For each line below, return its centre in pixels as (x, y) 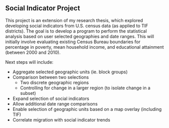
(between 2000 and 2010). (33, 52)
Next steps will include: (30, 62)
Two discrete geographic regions (54, 82)
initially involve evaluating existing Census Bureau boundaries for (73, 42)
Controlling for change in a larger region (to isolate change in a (85, 88)
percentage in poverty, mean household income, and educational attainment (84, 47)
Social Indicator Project (43, 8)
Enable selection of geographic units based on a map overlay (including (87, 109)
